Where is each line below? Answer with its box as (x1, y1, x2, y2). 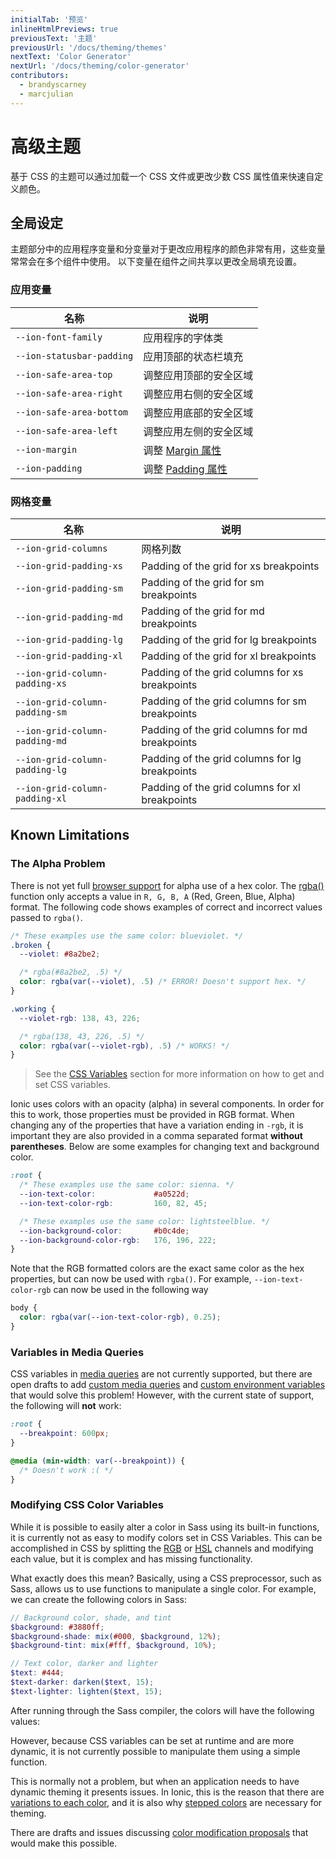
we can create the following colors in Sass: (10, 1593, 187, 1605)
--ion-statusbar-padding (15, 350, 134, 361)
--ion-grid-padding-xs (15, 560, 123, 571)
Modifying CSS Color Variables (10, 1498, 164, 1512)
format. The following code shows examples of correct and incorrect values (10, 901, 323, 913)
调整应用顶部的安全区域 (143, 368, 254, 382)
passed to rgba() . (10, 911, 83, 923)
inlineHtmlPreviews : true (10, 24, 118, 34)
